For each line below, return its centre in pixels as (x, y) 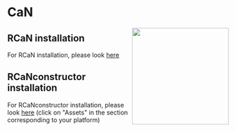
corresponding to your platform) (54, 119)
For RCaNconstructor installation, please (66, 105)
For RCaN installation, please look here (63, 55)
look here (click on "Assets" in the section (68, 112)
